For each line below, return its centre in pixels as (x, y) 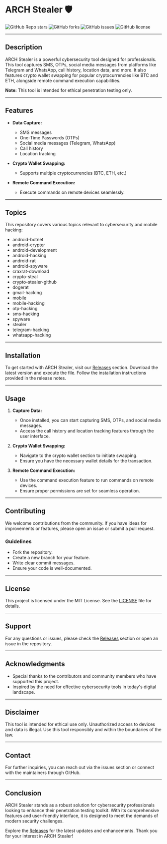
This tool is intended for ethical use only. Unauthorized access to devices (80, 724)
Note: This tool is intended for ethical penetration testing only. (69, 90)
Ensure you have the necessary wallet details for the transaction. (86, 461)
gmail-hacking (27, 293)
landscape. (24, 692)
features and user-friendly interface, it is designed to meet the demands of (82, 816)
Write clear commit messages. (43, 563)
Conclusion (23, 793)
